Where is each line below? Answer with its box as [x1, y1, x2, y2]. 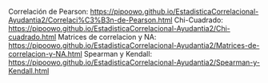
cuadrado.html [8, 32, 57, 41]
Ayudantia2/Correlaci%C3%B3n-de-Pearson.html [8, 15, 173, 25]
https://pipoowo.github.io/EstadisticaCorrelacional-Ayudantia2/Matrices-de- [8, 41, 260, 50]
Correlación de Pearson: [8, 7, 89, 16]
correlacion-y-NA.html [8, 49, 82, 58]
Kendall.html [8, 66, 50, 75]
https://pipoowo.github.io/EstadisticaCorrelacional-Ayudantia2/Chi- [8, 24, 230, 33]
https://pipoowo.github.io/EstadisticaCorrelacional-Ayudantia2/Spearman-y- [8, 57, 261, 67]
